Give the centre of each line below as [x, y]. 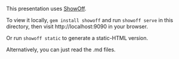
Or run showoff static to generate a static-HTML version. [77, 38]
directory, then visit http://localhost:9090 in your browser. [77, 27]
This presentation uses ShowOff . [46, 9]
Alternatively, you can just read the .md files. [61, 49]
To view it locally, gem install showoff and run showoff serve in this [90, 20]
